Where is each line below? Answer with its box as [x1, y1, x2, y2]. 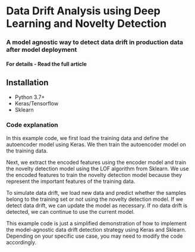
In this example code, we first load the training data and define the [6, 134, 169, 141]
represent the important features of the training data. [6, 178, 136, 185]
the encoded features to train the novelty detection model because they [6, 171, 183, 178]
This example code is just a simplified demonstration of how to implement [6, 219, 187, 227]
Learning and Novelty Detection [6, 17, 167, 30]
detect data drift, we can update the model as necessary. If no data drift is [6, 201, 188, 209]
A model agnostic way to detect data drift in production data [6, 38, 183, 46]
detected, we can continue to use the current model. [6, 208, 135, 215]
